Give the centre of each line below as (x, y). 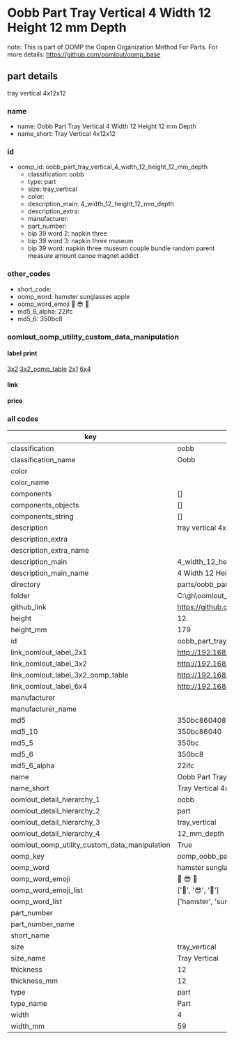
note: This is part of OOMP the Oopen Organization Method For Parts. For (112, 47)
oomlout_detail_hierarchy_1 (55, 800)
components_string (42, 517)
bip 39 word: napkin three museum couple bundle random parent (121, 248)
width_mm (28, 1026)
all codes (23, 418)
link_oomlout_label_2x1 (49, 652)
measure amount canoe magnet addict (83, 256)
